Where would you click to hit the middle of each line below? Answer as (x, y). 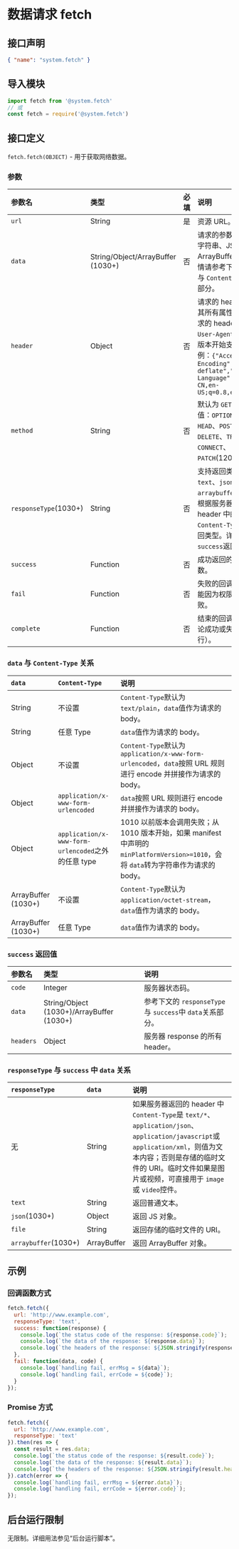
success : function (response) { (60, 1328)
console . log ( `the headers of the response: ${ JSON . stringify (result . (119, 1469)
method (22, 431)
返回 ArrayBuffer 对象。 (172, 1244)
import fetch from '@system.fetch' (60, 101)
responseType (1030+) (47, 509)
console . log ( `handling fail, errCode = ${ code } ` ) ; (97, 1374)
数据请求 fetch (50, 15)
